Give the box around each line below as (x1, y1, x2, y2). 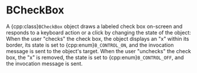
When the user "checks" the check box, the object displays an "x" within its (6, 35, 189, 42)
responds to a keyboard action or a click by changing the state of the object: (6, 29, 191, 36)
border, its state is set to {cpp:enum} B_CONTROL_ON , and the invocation (6, 41, 174, 48)
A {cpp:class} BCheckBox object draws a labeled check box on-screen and (6, 23, 183, 30)
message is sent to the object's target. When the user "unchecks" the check (6, 47, 191, 54)
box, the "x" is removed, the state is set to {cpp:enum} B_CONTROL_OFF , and (6, 54, 184, 61)
